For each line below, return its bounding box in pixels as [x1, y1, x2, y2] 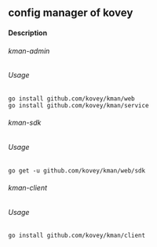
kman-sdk [8, 118, 42, 128]
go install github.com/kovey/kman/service [8, 101, 149, 109]
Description [8, 27, 48, 38]
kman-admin [8, 46, 50, 56]
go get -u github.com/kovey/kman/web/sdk [8, 166, 146, 175]
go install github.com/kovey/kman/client [8, 231, 146, 240]
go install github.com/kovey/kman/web [8, 94, 135, 103]
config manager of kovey [8, 6, 133, 20]
